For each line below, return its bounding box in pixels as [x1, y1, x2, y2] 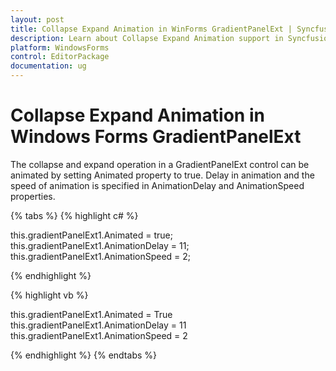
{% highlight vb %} [10, 289, 89, 301]
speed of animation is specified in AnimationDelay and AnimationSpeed [10, 179, 305, 191]
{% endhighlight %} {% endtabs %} [10, 349, 157, 361]
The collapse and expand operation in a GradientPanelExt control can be [10, 158, 310, 170]
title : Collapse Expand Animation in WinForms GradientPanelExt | [10, 24, 293, 34]
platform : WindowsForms [10, 42, 110, 53]
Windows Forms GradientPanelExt [10, 126, 302, 148]
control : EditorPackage [10, 52, 110, 62]
